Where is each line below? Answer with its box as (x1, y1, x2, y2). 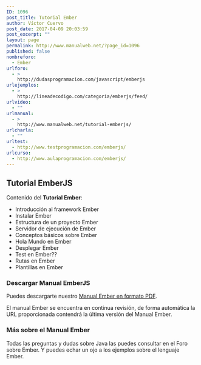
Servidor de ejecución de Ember (15, 225, 96, 232)
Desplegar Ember (15, 244, 59, 252)
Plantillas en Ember (15, 264, 64, 271)
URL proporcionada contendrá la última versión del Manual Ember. (6, 310, 172, 318)
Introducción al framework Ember (15, 206, 99, 213)
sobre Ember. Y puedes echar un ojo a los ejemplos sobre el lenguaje (6, 346, 180, 353)
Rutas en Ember (15, 257, 55, 264)
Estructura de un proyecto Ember (15, 219, 98, 226)
